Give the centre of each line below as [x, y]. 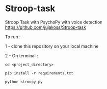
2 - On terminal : [22, 56]
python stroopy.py [24, 82]
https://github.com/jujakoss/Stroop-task [46, 27]
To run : [13, 37]
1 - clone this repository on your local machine [52, 46]
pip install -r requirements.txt [39, 73]
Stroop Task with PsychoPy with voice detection [54, 22]
